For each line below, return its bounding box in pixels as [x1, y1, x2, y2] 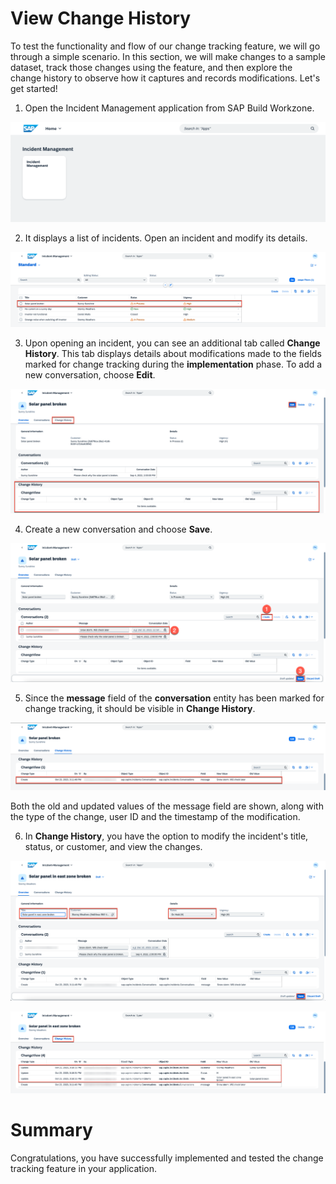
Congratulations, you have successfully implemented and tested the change [10, 1152, 324, 1164]
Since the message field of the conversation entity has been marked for [24, 692, 325, 704]
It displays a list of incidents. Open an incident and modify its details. [24, 232, 308, 244]
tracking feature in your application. [10, 1162, 158, 1174]
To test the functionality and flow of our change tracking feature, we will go [10, 40, 321, 52]
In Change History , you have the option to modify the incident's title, [24, 830, 309, 842]
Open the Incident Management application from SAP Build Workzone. [24, 102, 315, 114]
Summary [10, 1119, 93, 1142]
